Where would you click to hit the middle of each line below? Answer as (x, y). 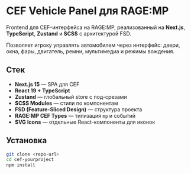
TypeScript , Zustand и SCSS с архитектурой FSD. (69, 33)
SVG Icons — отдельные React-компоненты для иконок (85, 122)
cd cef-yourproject (30, 160)
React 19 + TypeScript (42, 91)
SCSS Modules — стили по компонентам (66, 103)
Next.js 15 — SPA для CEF (47, 84)
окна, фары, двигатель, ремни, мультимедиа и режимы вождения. (90, 51)
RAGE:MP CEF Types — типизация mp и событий (75, 115)
